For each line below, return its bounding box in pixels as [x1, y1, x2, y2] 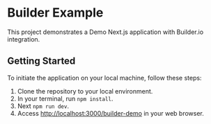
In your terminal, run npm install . [17, 94, 114, 103]
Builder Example [7, 5, 104, 21]
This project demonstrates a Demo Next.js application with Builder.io [7, 28, 204, 36]
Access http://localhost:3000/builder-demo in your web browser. [17, 109, 204, 117]
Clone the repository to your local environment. [17, 87, 153, 95]
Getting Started [7, 55, 76, 67]
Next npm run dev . [17, 102, 70, 110]
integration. [7, 35, 40, 43]
